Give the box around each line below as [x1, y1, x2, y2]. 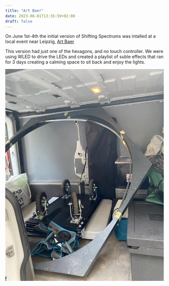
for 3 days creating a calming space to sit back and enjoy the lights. [5, 59, 146, 65]
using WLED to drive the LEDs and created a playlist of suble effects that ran [5, 53, 163, 60]
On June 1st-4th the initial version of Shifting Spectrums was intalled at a [5, 33, 156, 39]
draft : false [5, 19, 33, 24]
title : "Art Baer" [5, 8, 44, 13]
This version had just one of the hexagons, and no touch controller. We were [5, 48, 163, 54]
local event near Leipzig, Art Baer [5, 38, 74, 45]
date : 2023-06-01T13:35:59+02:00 [5, 13, 75, 19]
